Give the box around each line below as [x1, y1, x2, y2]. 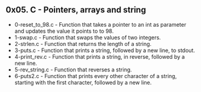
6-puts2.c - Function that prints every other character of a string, [14, 72, 177, 79]
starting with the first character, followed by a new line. [14, 79, 152, 86]
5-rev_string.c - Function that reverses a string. [14, 66, 133, 73]
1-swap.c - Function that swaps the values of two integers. [14, 33, 161, 41]
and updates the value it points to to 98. [14, 27, 114, 34]
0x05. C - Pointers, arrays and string [5, 5, 147, 15]
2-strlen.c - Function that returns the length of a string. [14, 40, 152, 47]
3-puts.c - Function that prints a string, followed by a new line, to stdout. [14, 47, 195, 54]
